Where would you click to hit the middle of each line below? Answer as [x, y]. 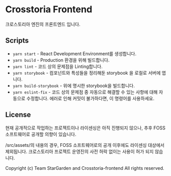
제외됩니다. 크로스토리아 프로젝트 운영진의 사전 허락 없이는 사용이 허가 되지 [80, 151]
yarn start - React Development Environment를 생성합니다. [75, 53]
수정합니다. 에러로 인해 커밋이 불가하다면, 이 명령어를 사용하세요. [90, 98]
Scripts [17, 41]
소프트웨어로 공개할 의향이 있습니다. [41, 134]
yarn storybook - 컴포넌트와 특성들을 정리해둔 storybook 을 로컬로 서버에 [87, 73]
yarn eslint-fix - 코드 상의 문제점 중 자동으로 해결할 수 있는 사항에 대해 [85, 92]
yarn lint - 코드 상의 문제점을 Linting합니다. [58, 66]
